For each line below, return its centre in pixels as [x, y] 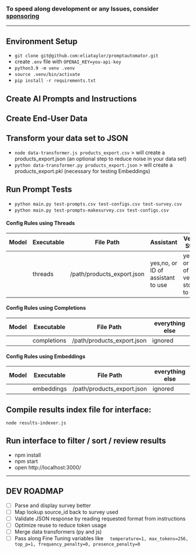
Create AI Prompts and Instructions [71, 98]
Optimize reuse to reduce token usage [60, 525]
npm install [28, 455]
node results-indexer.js [36, 423]
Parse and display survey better [53, 505]
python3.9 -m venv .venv [45, 68]
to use [159, 285]
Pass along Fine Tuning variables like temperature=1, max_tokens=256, [101, 538]
